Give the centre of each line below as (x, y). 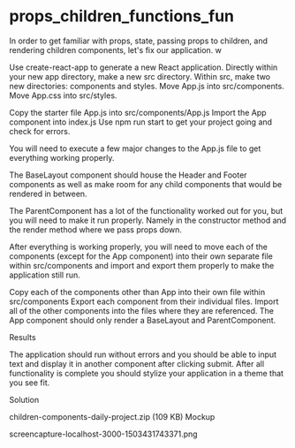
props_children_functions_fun (122, 16)
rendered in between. (48, 194)
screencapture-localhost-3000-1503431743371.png (103, 434)
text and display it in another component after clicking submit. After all (137, 363)
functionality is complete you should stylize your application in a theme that (147, 373)
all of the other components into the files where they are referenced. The (141, 310)
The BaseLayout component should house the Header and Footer (128, 175)
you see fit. (30, 383)
